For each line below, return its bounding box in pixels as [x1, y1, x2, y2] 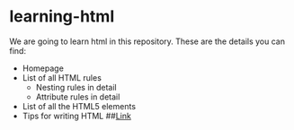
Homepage [22, 63, 65, 74]
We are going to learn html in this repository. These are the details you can [9, 36, 286, 47]
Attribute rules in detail [35, 91, 120, 102]
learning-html [9, 6, 115, 27]
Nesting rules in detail [35, 82, 117, 92]
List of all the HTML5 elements [22, 100, 137, 111]
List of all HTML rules [22, 72, 102, 82]
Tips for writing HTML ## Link [22, 110, 132, 121]
